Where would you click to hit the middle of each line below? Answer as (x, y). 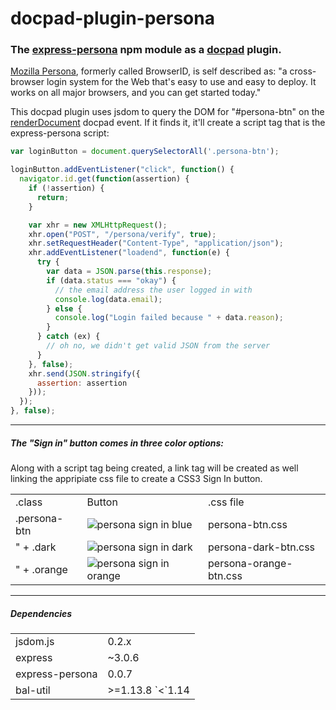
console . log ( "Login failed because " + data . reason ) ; (169, 318)
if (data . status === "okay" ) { (111, 280)
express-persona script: (60, 133)
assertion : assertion (82, 383)
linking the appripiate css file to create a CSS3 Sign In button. (136, 479)
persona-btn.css (248, 525)
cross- (303, 71)
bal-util (33, 690)
